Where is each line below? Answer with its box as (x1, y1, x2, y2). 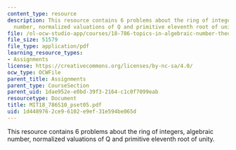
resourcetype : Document (7, 95, 77, 102)
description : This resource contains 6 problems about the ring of (7, 17, 209, 24)
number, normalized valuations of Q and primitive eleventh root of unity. (7, 135, 216, 143)
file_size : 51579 (7, 36, 58, 43)
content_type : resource (7, 10, 77, 18)
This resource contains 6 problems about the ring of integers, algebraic (7, 127, 214, 135)
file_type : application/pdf (7, 43, 90, 50)
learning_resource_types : (7, 50, 83, 57)
